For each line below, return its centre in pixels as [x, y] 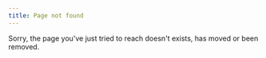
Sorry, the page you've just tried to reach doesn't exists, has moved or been [133, 38]
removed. [24, 46]
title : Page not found [46, 15]
